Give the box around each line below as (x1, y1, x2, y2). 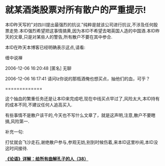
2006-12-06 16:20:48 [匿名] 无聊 (5, 65, 72, 71)
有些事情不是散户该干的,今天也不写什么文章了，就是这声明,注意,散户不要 (5, 112, 152, 118)
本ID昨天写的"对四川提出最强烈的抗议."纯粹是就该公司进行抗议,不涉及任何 (5, 22, 154, 28)
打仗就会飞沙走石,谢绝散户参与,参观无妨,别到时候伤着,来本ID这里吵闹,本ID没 (5, 139, 158, 145)
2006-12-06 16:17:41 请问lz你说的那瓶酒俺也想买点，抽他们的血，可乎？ (5, 76, 150, 82)
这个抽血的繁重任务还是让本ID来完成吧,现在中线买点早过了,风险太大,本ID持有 (5, 95, 160, 101)
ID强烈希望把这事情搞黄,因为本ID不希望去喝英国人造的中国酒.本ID (24, 28, 156, 33)
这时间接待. (5, 145, 29, 151)
